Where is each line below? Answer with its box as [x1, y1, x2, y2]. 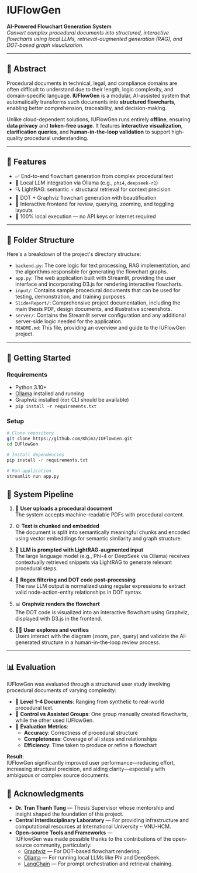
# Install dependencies [6, 451, 65, 457]
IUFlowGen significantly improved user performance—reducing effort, [6, 759, 175, 766]
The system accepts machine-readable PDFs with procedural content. [15, 511, 185, 518]
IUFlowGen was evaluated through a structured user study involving [6, 680, 171, 688]
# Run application [6, 468, 51, 474]
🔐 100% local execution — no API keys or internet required [15, 213, 157, 220]
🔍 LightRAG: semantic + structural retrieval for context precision [15, 186, 171, 193]
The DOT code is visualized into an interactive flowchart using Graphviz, [15, 609, 189, 616]
